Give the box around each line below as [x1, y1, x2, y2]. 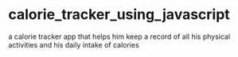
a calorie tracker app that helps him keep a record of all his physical [8, 32, 231, 41]
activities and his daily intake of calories [8, 40, 139, 49]
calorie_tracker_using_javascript [8, 6, 231, 24]
